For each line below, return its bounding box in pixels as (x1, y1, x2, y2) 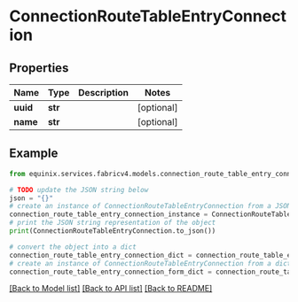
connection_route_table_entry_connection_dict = (9, 251, 192, 259)
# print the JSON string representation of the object (9, 219, 216, 228)
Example (9, 146, 59, 161)
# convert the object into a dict (9, 242, 137, 252)
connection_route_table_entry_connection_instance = (9, 210, 208, 219)
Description (78, 87, 129, 98)
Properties (9, 60, 69, 75)
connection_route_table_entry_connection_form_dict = (9, 267, 213, 276)
